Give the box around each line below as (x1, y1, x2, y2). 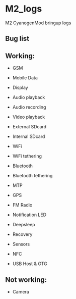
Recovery (12, 231, 33, 237)
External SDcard (12, 124, 47, 130)
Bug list (5, 34, 30, 43)
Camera (12, 288, 29, 294)
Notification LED (12, 212, 47, 218)
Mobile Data (12, 75, 38, 81)
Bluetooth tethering (12, 173, 53, 179)
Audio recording (12, 104, 46, 110)
